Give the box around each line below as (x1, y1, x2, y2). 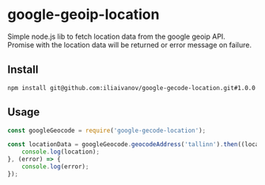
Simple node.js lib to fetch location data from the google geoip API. (7, 32, 226, 41)
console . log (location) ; (21, 148, 100, 156)
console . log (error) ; (21, 163, 89, 171)
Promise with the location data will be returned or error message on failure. (7, 40, 252, 49)
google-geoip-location (7, 6, 160, 24)
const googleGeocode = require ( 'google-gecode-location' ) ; (7, 126, 206, 134)
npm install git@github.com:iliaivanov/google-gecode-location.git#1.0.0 (7, 84, 256, 92)
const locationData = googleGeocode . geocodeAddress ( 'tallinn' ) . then (7, 141, 238, 149)
